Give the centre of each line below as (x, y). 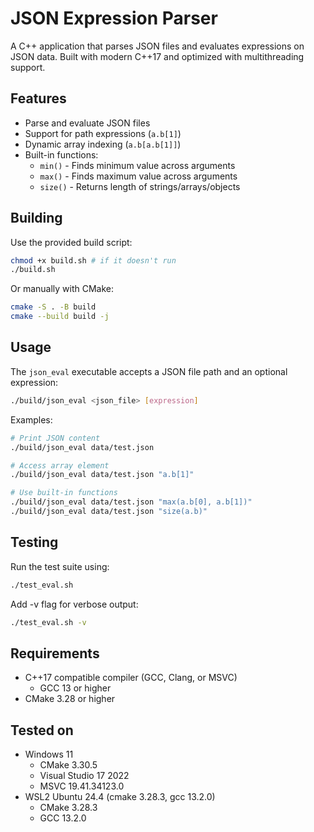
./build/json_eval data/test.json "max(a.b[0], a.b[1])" (131, 502)
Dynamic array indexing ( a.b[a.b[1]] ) (103, 144)
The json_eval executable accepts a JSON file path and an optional (149, 371)
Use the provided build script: (71, 242)
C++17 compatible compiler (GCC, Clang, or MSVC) (131, 678)
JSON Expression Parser (114, 18)
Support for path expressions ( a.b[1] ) (103, 133)
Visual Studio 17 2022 (84, 776)
